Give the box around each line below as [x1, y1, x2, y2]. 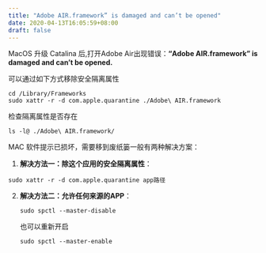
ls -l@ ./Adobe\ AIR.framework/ [8, 127, 115, 135]
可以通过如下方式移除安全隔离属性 [8, 74, 120, 84]
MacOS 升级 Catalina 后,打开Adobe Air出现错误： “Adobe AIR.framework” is [8, 49, 258, 59]
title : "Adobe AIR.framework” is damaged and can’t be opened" [8, 11, 222, 20]
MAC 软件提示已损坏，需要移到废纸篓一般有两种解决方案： [8, 142, 199, 152]
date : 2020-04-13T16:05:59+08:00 [8, 19, 119, 27]
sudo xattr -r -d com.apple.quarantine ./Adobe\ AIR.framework [8, 96, 222, 105]
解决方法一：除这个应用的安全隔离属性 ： [19, 159, 152, 168]
